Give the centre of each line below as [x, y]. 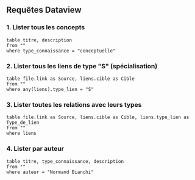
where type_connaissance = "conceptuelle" [61, 51]
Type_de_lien [23, 123]
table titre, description [39, 40]
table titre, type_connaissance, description [65, 161]
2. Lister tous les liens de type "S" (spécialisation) [82, 66]
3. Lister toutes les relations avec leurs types [74, 104]
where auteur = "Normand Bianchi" [50, 172]
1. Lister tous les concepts [46, 27]
